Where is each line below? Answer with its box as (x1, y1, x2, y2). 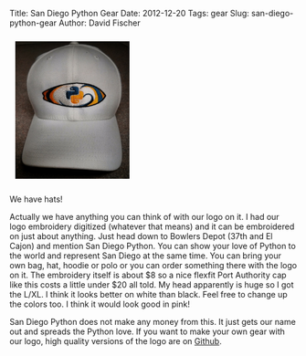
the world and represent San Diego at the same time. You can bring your (9, 250, 281, 261)
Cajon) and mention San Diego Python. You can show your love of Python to (9, 240, 297, 251)
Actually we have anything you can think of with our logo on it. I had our (9, 211, 280, 222)
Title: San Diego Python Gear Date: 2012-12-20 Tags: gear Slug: (9, 8, 249, 18)
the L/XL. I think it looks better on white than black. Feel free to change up (9, 288, 288, 299)
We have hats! (9, 194, 63, 204)
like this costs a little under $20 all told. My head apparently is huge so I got (9, 278, 294, 290)
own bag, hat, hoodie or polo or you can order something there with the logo (9, 259, 298, 270)
